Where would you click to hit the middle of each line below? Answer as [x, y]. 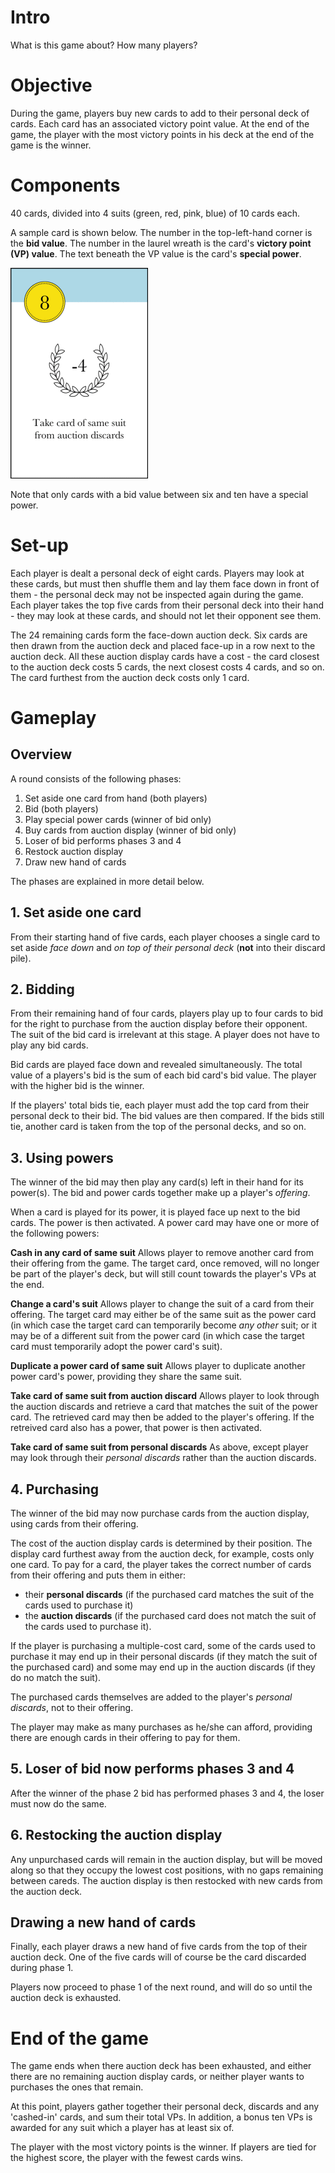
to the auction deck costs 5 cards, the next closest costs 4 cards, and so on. [167, 667]
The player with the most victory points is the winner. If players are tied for [163, 2147]
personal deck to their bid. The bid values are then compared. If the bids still [167, 1116]
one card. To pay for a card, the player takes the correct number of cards [161, 1564]
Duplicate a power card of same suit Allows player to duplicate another [158, 1366]
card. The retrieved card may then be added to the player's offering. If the [162, 1417]
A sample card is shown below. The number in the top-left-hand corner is [161, 232]
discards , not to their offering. [72, 1707]
